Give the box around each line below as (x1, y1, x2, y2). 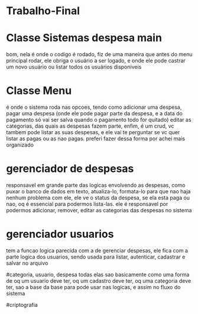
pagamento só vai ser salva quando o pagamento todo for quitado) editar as (6, 116, 191, 124)
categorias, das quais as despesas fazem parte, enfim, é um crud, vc (6, 122, 174, 130)
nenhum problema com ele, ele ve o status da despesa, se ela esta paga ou (6, 194, 190, 201)
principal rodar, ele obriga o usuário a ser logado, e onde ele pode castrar (6, 57, 186, 64)
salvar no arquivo (6, 259, 48, 267)
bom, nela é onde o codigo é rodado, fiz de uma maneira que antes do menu (6, 51, 193, 58)
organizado (6, 141, 34, 148)
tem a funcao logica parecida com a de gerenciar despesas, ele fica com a (6, 247, 188, 254)
